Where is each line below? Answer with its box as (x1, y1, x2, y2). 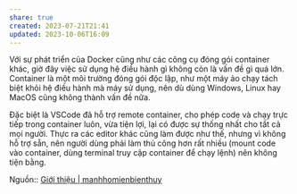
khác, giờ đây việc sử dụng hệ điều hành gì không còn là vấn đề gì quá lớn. (9, 63, 285, 74)
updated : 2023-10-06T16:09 (9, 30, 110, 38)
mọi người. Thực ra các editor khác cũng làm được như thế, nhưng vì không (9, 129, 286, 139)
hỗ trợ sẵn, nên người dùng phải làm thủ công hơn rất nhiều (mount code (9, 138, 276, 148)
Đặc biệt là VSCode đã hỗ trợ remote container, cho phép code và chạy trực (9, 109, 288, 121)
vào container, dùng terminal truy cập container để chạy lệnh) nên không (9, 148, 278, 158)
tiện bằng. (9, 157, 46, 168)
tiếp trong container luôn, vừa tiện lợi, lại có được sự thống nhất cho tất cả (9, 119, 281, 130)
